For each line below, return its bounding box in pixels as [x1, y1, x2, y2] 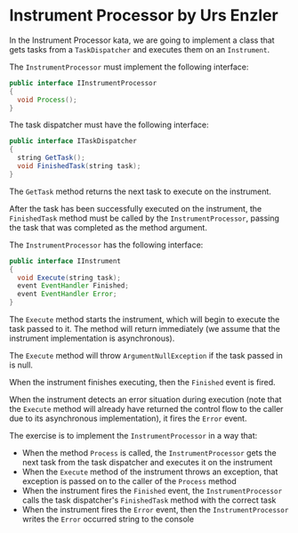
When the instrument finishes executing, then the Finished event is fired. [9, 377, 276, 388]
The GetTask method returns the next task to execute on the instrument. [9, 186, 271, 197]
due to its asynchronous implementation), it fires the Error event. [9, 413, 247, 424]
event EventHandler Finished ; [17, 281, 129, 290]
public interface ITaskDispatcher [9, 137, 138, 146]
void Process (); [17, 95, 77, 104]
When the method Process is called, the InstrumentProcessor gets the [21, 448, 278, 458]
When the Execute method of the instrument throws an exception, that [21, 466, 278, 477]
